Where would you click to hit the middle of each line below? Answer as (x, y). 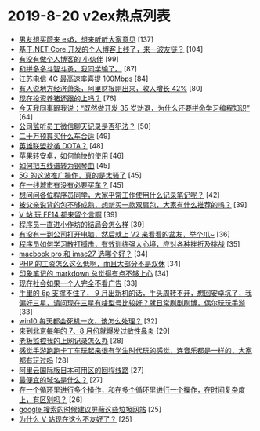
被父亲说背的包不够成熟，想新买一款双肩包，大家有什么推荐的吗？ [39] (133, 204)
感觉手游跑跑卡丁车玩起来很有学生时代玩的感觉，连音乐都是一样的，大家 (135, 350)
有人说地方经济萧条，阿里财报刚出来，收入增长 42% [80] (110, 88)
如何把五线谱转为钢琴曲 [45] (64, 165)
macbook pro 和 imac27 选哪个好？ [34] (83, 254)
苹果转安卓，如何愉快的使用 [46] (71, 155)
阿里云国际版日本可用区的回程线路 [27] (81, 370)
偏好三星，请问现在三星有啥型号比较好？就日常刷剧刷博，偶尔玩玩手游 (132, 302)
